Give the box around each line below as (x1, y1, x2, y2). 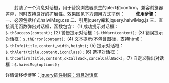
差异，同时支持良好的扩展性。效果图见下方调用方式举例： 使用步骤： (5, 11, 158, 17)
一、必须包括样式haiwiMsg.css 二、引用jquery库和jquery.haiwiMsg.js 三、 (5, 17, 159, 23)
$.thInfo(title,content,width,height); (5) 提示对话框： (5, 43, 124, 48)
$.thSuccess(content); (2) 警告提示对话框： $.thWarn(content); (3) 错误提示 (5, 30, 163, 35)
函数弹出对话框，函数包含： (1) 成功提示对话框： (18, 23, 119, 29)
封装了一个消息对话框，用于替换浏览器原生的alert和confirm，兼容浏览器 (14, 5, 163, 10)
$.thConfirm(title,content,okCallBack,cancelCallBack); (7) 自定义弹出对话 (5, 55, 164, 61)
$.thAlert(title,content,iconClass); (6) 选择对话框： (5, 49, 120, 55)
